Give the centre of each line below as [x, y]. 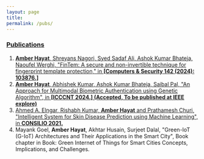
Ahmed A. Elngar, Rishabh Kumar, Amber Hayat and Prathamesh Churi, [104, 110]
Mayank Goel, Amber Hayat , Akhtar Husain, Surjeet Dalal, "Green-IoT [103, 130]
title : [15, 18]
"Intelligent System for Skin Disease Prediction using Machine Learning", [107, 116]
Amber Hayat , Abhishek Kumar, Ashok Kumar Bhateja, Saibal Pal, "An [103, 84]
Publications [25, 45]
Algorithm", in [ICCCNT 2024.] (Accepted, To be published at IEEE [100, 97]
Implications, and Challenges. [52, 149]
